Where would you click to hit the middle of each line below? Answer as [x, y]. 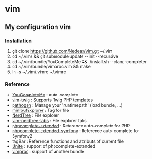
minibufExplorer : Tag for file [40, 111]
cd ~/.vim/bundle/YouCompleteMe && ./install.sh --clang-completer [79, 61]
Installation [19, 41]
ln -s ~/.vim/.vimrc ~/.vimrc [39, 72]
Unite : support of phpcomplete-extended [54, 146]
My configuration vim [38, 27]
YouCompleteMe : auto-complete [45, 95]
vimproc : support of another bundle [48, 152]
